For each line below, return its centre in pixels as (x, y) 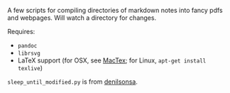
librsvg (29, 53)
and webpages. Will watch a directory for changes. (82, 18)
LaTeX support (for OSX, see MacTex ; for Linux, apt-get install (112, 60)
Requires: (21, 32)
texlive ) (30, 68)
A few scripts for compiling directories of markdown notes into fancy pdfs (115, 10)
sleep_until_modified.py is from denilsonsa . (73, 82)
